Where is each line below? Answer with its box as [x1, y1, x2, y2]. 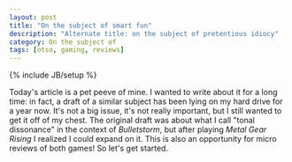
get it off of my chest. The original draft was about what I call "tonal [9, 115, 255, 126]
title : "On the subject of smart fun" [9, 21, 152, 30]
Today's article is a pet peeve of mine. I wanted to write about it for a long [9, 87, 278, 98]
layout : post [9, 12, 58, 22]
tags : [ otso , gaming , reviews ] [9, 46, 125, 55]
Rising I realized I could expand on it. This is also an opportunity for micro [9, 134, 277, 144]
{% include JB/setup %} [9, 70, 97, 80]
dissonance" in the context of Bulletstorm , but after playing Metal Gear [9, 124, 267, 135]
